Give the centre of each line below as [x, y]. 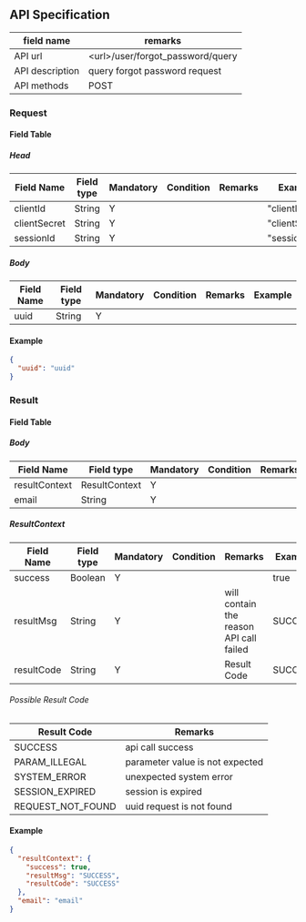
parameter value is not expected [194, 762]
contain [240, 603]
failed [236, 649]
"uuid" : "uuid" [46, 369]
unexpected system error [179, 776]
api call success [159, 747]
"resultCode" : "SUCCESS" [73, 884]
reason [240, 626]
